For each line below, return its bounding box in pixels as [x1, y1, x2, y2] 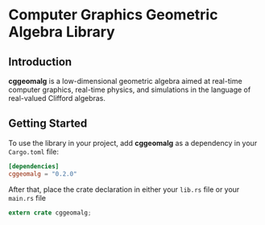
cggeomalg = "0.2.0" [8, 169, 78, 178]
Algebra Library [8, 23, 115, 41]
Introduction [8, 55, 72, 69]
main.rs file [8, 193, 47, 202]
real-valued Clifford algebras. [8, 94, 106, 102]
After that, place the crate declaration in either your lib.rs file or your [8, 184, 240, 194]
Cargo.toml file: [8, 147, 59, 156]
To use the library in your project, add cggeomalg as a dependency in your [8, 138, 258, 148]
